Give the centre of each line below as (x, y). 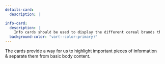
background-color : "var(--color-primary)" (54, 37)
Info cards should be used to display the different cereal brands (84, 32)
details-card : (20, 10)
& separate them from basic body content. (48, 56)
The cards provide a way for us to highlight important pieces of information (81, 51)
